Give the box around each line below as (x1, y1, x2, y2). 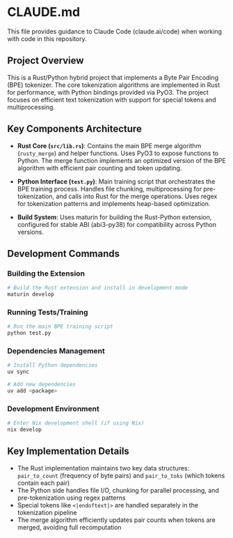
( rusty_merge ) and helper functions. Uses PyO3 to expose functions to (17, 149, 219, 157)
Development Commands (7, 248, 120, 260)
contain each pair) (17, 478, 70, 487)
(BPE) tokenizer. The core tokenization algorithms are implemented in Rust (7, 81, 220, 89)
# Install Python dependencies (7, 362, 98, 369)
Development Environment (7, 404, 99, 413)
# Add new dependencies (7, 381, 77, 388)
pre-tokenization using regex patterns (17, 493, 127, 502)
